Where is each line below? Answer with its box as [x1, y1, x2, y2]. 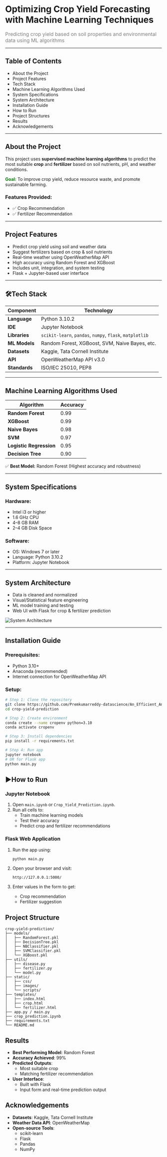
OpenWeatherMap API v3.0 [41, 356, 105, 363]
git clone [5, 702, 26, 707]
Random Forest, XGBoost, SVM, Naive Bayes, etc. [41, 340, 157, 347]
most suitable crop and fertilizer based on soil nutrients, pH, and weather [5, 161, 156, 167]
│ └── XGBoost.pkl [5, 953, 48, 958]
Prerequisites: [5, 651, 40, 658]
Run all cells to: [12, 807, 44, 813]
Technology [84, 307, 113, 314]
